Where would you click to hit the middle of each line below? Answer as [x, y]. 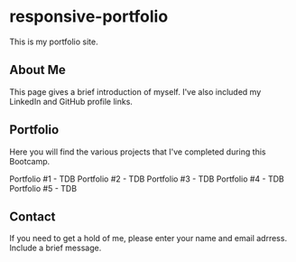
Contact [32, 216]
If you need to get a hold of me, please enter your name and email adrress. [148, 239]
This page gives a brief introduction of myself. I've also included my [135, 91]
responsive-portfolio [89, 17]
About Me [37, 70]
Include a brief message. [55, 248]
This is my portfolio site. [54, 42]
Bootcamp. [30, 161]
